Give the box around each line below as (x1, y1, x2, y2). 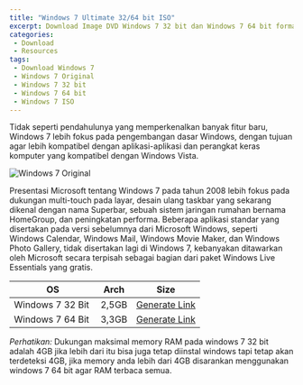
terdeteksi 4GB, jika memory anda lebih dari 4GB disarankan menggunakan (9, 355, 289, 366)
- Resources (13, 47, 59, 56)
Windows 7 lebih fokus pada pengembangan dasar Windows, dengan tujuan (9, 132, 293, 142)
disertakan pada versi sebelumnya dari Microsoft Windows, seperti (9, 224, 259, 234)
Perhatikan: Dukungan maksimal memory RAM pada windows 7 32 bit (9, 336, 269, 347)
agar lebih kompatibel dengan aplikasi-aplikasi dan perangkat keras (9, 141, 261, 151)
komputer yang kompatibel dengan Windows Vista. (9, 151, 199, 161)
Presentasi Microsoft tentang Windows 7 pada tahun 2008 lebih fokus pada (9, 186, 290, 197)
